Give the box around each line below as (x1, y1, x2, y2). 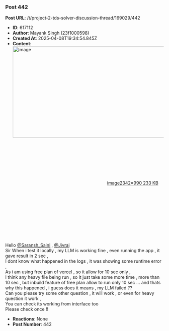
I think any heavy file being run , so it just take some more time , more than (5, 274, 160, 280)
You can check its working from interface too (5, 301, 99, 307)
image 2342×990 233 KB (107, 180, 158, 186)
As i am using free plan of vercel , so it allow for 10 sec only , (5, 269, 131, 275)
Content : (12, 41, 32, 47)
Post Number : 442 (12, 321, 52, 327)
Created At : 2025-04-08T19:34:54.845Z (12, 35, 97, 41)
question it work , (5, 295, 41, 302)
